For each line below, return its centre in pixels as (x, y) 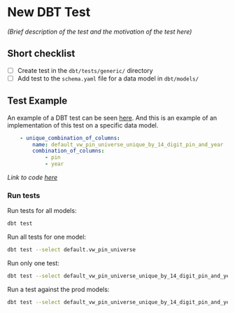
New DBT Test (49, 12)
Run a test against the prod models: (58, 289)
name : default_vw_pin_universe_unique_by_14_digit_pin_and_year (128, 144)
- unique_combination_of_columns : (70, 138)
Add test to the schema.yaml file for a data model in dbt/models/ (108, 78)
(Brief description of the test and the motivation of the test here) (100, 32)
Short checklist (41, 54)
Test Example (37, 101)
